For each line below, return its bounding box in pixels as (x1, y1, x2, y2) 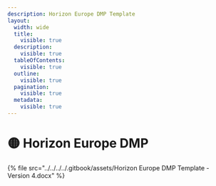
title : (14, 30, 34, 38)
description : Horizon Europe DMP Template (7, 10, 135, 18)
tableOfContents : (14, 57, 66, 64)
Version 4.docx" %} (7, 171, 66, 180)
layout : (7, 17, 31, 24)
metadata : (14, 97, 43, 104)
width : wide (14, 24, 50, 31)
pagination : (14, 83, 50, 91)
